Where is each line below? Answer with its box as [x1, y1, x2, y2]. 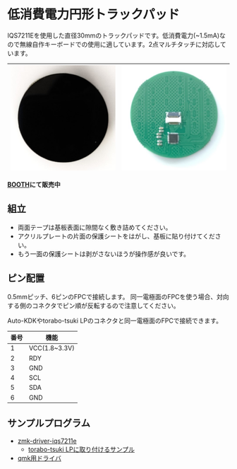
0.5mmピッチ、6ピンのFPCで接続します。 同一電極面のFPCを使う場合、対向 [7, 292, 229, 301]
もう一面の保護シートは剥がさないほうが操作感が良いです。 [17, 249, 190, 258]
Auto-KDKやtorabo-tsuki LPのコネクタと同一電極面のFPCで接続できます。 [7, 316, 222, 325]
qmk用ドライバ [17, 453, 62, 462]
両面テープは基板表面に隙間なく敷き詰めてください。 [17, 223, 172, 231]
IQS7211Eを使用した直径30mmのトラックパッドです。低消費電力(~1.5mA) [7, 31, 220, 40]
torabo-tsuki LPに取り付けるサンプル [28, 445, 135, 453]
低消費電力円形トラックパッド [7, 6, 180, 23]
